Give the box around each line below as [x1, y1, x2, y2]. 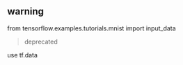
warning [7, 6, 44, 17]
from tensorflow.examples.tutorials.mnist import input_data [7, 24, 176, 32]
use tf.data [7, 50, 38, 59]
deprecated [24, 37, 58, 46]
